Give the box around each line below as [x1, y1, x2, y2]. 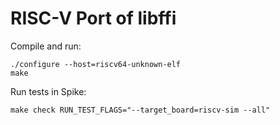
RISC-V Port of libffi [10, 7, 177, 30]
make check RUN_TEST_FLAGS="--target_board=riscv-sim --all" [10, 105, 271, 115]
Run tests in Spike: [10, 85, 87, 97]
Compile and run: [10, 40, 82, 52]
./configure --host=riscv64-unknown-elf [10, 59, 182, 69]
